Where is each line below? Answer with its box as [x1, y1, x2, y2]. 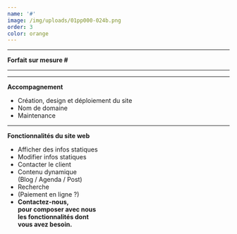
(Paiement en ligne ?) [17, 190, 80, 199]
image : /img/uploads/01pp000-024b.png [7, 17, 121, 24]
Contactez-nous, [17, 198, 69, 207]
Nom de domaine [17, 104, 68, 113]
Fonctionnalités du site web [7, 132, 90, 140]
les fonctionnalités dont [17, 213, 90, 221]
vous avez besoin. [17, 220, 73, 229]
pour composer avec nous [17, 205, 97, 214]
